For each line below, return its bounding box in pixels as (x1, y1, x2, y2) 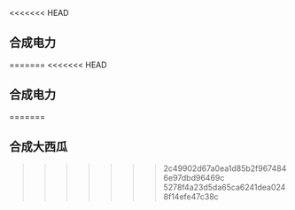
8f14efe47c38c (163, 191, 219, 202)
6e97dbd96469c (163, 173, 225, 183)
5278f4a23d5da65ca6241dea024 (163, 182, 286, 193)
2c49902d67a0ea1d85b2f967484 (163, 163, 287, 174)
